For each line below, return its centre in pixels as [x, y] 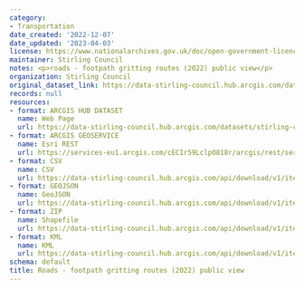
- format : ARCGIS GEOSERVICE [64, 136]
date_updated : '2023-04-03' [62, 43]
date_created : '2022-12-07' [62, 34]
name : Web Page [46, 119]
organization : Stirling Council [70, 77]
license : [26, 52]
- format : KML [36, 236]
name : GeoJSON [44, 195]
